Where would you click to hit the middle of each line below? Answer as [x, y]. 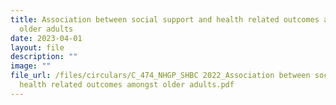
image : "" [31, 66]
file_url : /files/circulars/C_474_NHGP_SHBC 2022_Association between [160, 76]
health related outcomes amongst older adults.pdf [127, 85]
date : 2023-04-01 [46, 38]
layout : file [37, 47]
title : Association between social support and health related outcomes [165, 19]
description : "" [44, 57]
